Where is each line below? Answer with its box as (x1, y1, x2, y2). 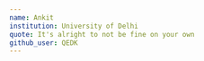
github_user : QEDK (9, 38, 78, 48)
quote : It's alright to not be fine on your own (9, 30, 195, 39)
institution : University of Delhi (9, 22, 139, 30)
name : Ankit (9, 13, 54, 22)
